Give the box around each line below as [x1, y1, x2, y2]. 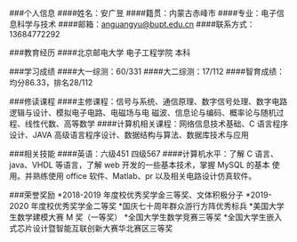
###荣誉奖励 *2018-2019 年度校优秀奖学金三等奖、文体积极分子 [9, 190, 244, 200]
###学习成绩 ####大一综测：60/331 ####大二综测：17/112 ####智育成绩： [9, 66, 285, 77]
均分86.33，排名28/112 [9, 77, 93, 87]
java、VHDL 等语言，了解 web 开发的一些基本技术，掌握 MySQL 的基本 [9, 159, 270, 170]
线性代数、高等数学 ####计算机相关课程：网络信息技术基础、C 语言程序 [24, 118, 289, 129]
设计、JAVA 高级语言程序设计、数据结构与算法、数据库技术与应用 [9, 130, 249, 140]
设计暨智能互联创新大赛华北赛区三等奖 [32, 223, 173, 233]
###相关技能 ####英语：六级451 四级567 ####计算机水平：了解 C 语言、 [9, 149, 278, 158]
